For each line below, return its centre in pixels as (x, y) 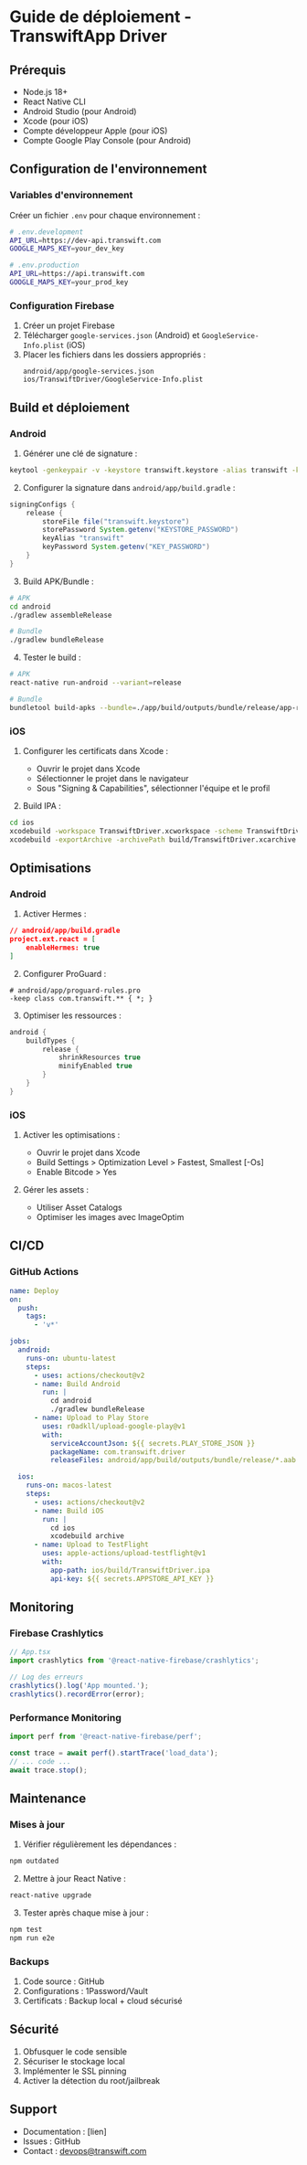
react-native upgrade (51, 1895)
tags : (37, 1316)
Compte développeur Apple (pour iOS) (95, 131)
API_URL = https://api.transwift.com (77, 274)
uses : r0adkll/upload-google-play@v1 (114, 1426)
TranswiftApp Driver (88, 36)
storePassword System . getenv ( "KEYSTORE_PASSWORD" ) (141, 530)
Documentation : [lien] (64, 2131)
